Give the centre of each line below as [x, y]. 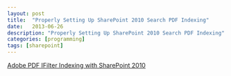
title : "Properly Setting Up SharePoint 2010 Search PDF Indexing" [108, 20]
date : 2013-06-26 [35, 26]
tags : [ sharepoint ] [35, 46]
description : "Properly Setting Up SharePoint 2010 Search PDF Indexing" [116, 33]
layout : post [26, 13]
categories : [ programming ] [46, 39]
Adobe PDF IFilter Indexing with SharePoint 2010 [76, 65]
